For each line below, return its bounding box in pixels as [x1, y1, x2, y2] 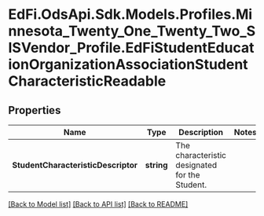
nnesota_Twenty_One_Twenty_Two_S [8, 22, 256, 40]
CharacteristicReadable [8, 72, 167, 90]
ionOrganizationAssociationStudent [8, 56, 249, 74]
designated [175, 159, 218, 170]
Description [178, 127, 224, 137]
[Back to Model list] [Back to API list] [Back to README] [8, 200, 189, 209]
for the [175, 170, 200, 180]
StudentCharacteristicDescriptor [12, 159, 138, 170]
